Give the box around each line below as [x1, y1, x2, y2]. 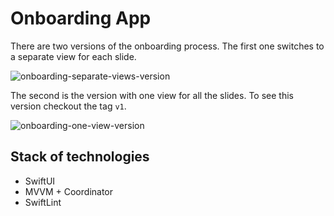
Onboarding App [10, 7, 152, 30]
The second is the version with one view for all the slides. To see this [10, 89, 294, 101]
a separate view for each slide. [10, 50, 137, 62]
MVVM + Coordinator [24, 185, 114, 197]
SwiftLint [24, 196, 62, 208]
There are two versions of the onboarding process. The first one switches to [10, 40, 325, 52]
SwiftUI [24, 175, 56, 187]
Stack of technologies [10, 148, 150, 166]
